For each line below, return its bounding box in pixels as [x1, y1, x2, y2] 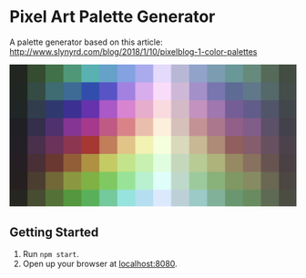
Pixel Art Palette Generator [9, 6, 216, 27]
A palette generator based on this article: [9, 36, 163, 47]
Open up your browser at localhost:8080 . [22, 258, 178, 270]
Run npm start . [22, 249, 79, 260]
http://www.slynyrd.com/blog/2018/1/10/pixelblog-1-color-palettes [9, 46, 258, 57]
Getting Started [9, 224, 99, 240]
